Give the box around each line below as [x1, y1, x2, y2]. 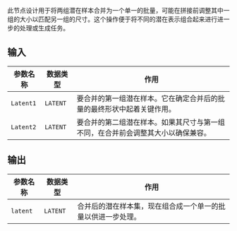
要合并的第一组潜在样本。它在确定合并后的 [76, 93, 219, 103]
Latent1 [11, 99, 37, 107]
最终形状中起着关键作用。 [90, 104, 176, 114]
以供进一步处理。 [84, 211, 141, 221]
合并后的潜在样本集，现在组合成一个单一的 [77, 201, 219, 211]
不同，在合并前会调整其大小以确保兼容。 [76, 128, 212, 138]
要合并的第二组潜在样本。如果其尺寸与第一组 [76, 117, 226, 127]
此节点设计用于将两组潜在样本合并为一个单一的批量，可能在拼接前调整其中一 [7, 6, 230, 14]
